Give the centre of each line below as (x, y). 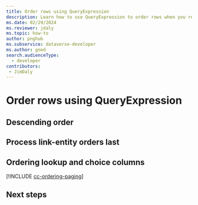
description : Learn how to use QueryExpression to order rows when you (96, 17)
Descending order (40, 122)
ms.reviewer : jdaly (30, 28)
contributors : (24, 66)
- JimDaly (21, 72)
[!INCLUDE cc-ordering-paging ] (45, 176)
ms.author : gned (26, 50)
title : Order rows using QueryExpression (58, 11)
